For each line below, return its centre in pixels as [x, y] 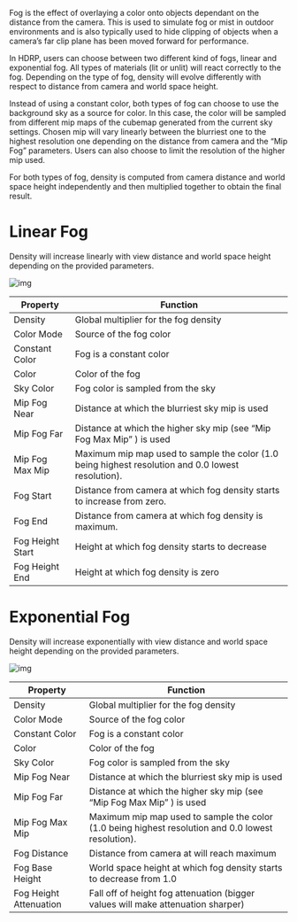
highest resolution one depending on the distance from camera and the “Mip [148, 141]
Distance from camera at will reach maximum [183, 853]
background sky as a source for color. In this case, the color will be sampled [148, 113]
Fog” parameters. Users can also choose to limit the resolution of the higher [147, 151]
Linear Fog [49, 232]
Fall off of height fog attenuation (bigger [172, 893]
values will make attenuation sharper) [167, 904]
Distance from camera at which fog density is [169, 515]
